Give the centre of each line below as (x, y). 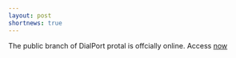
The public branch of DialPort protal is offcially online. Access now (118, 45)
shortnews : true (35, 23)
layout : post (30, 15)
